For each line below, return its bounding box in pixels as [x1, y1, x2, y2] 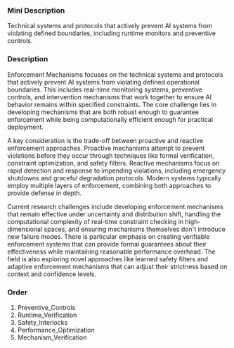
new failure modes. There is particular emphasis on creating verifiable [7, 232, 210, 241]
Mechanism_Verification [17, 333, 87, 342]
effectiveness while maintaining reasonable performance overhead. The [7, 247, 216, 256]
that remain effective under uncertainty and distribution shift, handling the [7, 210, 221, 218]
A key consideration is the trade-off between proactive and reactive [7, 136, 204, 144]
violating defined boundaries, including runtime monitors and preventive [7, 29, 216, 37]
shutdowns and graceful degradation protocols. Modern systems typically [7, 173, 221, 182]
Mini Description [7, 6, 65, 15]
